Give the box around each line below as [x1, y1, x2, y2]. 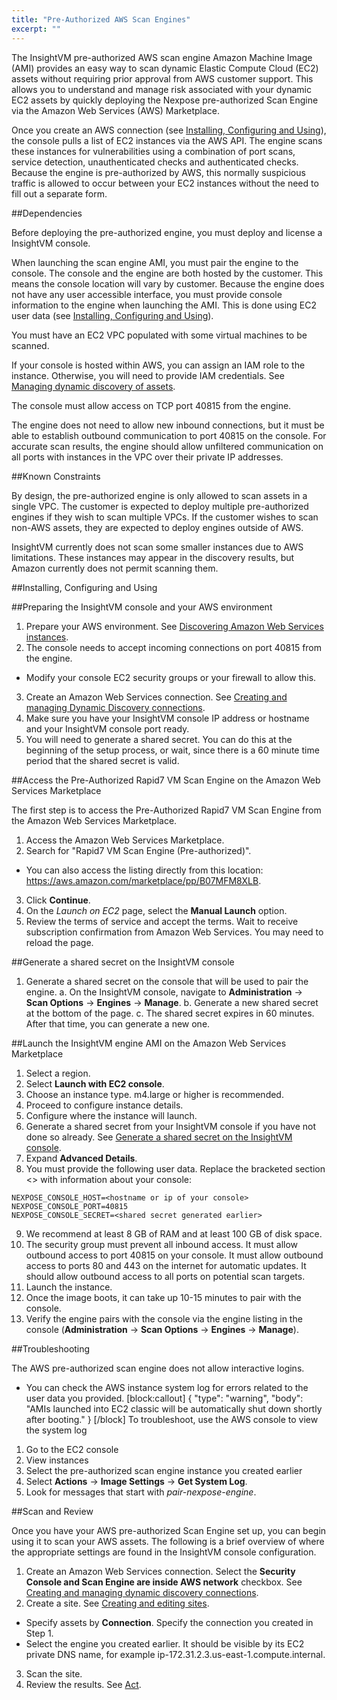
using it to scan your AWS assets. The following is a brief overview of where [11, 1535, 325, 1547]
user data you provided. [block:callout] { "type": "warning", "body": [25, 1392, 304, 1404]
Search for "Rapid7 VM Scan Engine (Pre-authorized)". [25, 844, 252, 856]
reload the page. [25, 936, 94, 948]
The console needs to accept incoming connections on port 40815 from [25, 641, 323, 653]
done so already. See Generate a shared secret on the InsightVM [25, 1131, 293, 1143]
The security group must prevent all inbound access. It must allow [25, 1238, 299, 1250]
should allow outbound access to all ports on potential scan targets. [25, 1270, 306, 1282]
